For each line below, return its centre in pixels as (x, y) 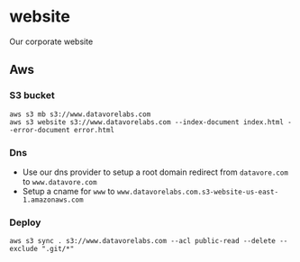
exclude (24, 249)
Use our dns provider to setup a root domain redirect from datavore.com (155, 172)
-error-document (40, 130)
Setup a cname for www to (68, 191)
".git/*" (58, 249)
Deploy (25, 222)
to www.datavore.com (59, 181)
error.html (94, 130)
